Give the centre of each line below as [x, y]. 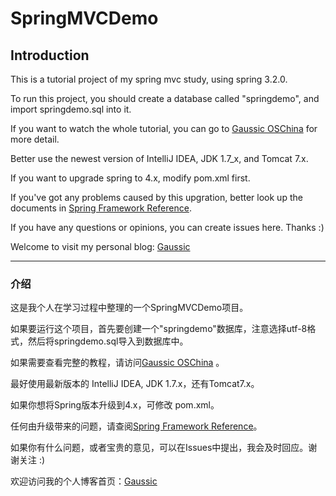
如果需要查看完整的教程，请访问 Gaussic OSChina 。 [117, 363]
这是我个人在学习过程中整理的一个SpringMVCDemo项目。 [129, 308]
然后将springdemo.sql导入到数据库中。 [108, 341]
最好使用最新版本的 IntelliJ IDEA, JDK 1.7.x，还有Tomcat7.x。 [135, 384]
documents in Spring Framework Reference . [101, 208]
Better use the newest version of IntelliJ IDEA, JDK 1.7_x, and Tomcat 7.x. [159, 158]
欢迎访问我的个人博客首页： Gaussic [84, 481]
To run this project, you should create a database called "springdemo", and [165, 98]
